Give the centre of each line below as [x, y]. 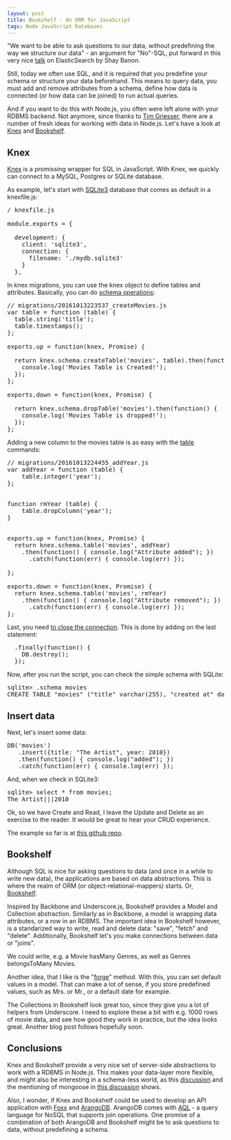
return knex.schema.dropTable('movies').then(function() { [116, 409]
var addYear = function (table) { [65, 470]
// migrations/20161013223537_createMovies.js [87, 306]
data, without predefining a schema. [58, 1129]
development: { [40, 238]
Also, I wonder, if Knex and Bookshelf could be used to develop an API [107, 1100]
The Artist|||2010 [38, 799]
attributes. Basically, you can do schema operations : [81, 292]
